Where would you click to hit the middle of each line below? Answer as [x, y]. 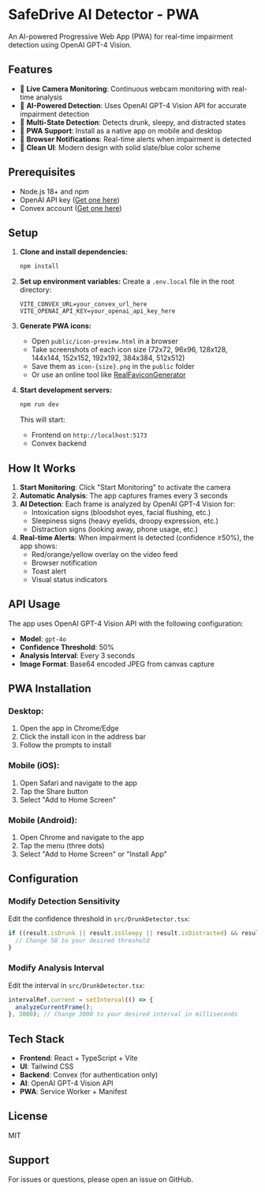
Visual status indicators [69, 579]
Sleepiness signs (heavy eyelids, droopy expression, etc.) [125, 521]
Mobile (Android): [43, 820]
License [28, 1117]
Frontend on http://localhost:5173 [89, 435]
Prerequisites [42, 173]
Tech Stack [36, 1039]
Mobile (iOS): [34, 765]
